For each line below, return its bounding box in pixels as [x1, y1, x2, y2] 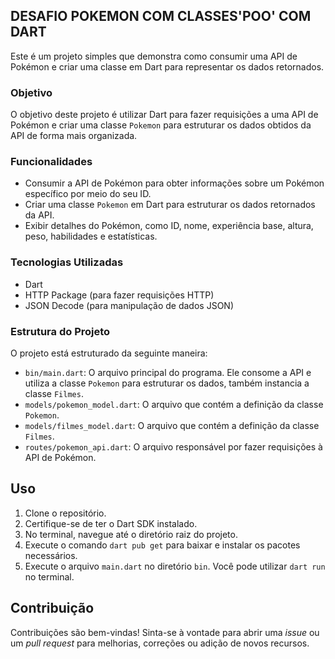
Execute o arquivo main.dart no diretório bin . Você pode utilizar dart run [24, 560, 326, 572]
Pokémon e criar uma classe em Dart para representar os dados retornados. [10, 60, 325, 73]
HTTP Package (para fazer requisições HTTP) [24, 289, 215, 301]
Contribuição [10, 600, 95, 617]
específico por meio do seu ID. [24, 188, 152, 200]
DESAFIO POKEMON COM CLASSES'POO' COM [10, 8, 312, 25]
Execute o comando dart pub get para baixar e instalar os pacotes [24, 539, 301, 551]
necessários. [24, 549, 78, 561]
